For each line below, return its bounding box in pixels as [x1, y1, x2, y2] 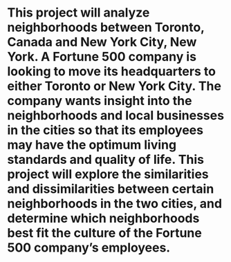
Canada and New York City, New [7, 35, 197, 50]
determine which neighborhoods [7, 211, 200, 226]
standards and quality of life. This [7, 152, 205, 167]
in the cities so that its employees [7, 122, 204, 138]
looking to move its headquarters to [7, 64, 216, 79]
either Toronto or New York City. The [7, 78, 221, 94]
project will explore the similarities [7, 167, 209, 183]
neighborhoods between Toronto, [7, 19, 205, 35]
